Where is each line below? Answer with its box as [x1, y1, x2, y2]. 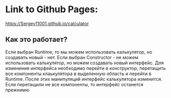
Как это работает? [5, 35, 68, 44]
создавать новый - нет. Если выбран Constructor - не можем [5, 54, 139, 60]
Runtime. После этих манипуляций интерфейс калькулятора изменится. [5, 76, 162, 82]
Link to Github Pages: [5, 4, 98, 15]
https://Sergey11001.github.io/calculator [5, 20, 89, 27]
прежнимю [5, 87, 30, 93]
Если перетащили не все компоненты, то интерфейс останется [5, 81, 143, 87]
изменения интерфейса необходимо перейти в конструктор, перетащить [5, 65, 166, 71]
